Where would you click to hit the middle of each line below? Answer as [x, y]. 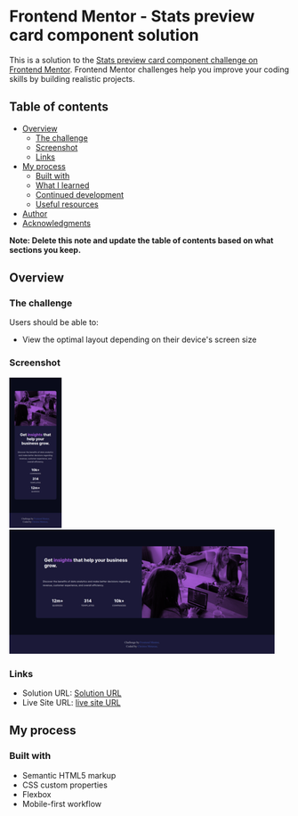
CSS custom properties [65, 785]
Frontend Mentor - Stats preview [132, 16]
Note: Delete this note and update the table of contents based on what [141, 240]
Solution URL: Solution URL [72, 693]
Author [35, 213]
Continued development [80, 194]
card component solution [104, 35]
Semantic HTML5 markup [69, 775]
